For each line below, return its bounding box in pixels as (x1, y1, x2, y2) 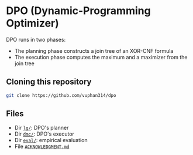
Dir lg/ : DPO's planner (14, 124, 69, 132)
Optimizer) (6, 16, 60, 30)
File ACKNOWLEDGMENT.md (14, 143, 70, 150)
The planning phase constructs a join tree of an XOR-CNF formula (14, 47, 174, 54)
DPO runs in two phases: (6, 36, 66, 43)
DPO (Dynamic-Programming (6, 4, 151, 18)
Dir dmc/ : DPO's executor (14, 130, 75, 137)
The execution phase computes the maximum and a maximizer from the (14, 53, 188, 60)
